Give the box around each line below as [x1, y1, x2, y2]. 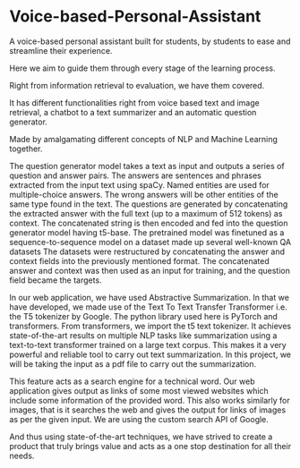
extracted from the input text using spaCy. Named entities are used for [9, 179, 270, 190]
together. [9, 143, 43, 154]
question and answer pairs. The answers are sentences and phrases [9, 170, 261, 181]
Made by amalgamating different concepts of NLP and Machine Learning [9, 133, 278, 144]
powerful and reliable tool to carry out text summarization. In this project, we [9, 349, 292, 360]
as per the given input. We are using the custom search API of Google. [9, 413, 269, 424]
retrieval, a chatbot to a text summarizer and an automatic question [9, 106, 257, 117]
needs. [9, 450, 35, 461]
